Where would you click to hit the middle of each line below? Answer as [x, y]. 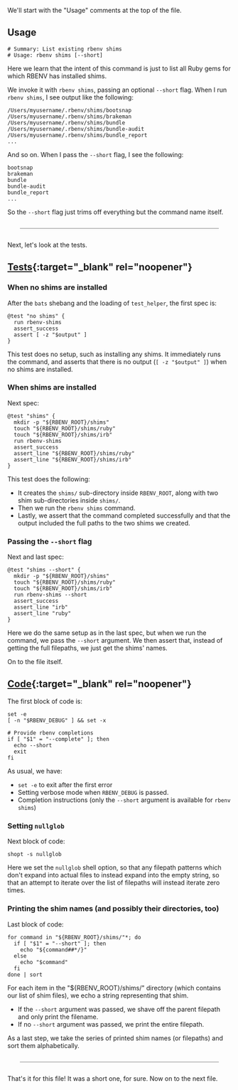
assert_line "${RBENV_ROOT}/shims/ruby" [74, 453]
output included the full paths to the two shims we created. [104, 523]
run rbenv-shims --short [50, 595]
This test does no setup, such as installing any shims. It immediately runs [114, 354]
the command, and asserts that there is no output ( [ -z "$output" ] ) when [117, 361]
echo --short [33, 745]
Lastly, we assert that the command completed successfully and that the [124, 515]
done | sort [25, 974]
